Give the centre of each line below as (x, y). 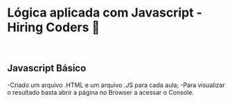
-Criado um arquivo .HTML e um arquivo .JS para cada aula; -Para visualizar (116, 85)
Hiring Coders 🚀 (54, 27)
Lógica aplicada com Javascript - (105, 13)
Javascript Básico (47, 68)
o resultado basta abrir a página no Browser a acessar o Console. (100, 92)
